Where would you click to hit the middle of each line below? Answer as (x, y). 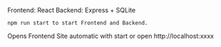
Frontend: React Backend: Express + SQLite (72, 10)
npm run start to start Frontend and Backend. (78, 23)
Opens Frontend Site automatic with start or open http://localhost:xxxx (110, 36)
